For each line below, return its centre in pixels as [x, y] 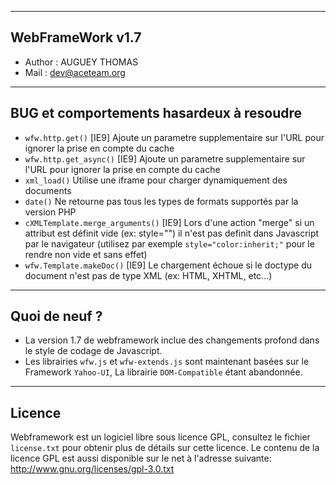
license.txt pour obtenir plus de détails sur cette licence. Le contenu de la [165, 448]
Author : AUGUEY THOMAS [81, 62]
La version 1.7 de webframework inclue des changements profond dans [172, 340]
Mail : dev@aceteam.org [75, 72]
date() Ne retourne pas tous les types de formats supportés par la [161, 201]
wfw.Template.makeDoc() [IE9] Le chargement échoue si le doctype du [168, 265]
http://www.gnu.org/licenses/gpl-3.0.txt [92, 469]
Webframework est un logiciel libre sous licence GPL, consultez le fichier [160, 437]
